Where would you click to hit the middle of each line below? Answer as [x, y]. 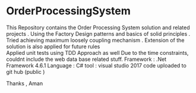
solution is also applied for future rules [53, 46]
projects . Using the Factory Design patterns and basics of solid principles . [98, 33]
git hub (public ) [26, 72]
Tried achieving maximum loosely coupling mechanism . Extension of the [95, 40]
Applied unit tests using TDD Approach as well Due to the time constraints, [97, 52]
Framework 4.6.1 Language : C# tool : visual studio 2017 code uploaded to [97, 65]
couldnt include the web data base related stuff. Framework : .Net [86, 59]
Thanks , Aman [25, 83]
